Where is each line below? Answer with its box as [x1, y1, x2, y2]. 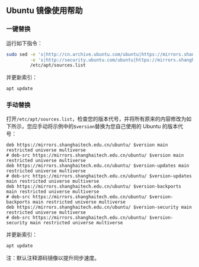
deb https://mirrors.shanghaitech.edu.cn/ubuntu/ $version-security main [6, 204, 192, 211]
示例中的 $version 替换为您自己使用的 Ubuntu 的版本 [52, 123, 178, 130]
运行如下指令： [6, 39, 43, 46]
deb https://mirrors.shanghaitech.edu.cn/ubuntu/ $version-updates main [6, 163, 190, 169]
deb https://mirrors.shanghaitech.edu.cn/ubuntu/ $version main [6, 142, 168, 148]
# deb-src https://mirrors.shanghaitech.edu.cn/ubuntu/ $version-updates [6, 173, 192, 179]
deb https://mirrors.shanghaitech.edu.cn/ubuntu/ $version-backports [6, 183, 182, 190]
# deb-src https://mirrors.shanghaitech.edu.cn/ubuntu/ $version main [6, 152, 184, 158]
